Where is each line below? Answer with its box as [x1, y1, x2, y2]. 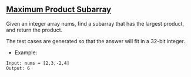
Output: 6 [6, 65, 31, 71]
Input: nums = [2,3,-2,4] [6, 60, 69, 66]
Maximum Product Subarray [6, 5, 112, 15]
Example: [14, 49, 38, 56]
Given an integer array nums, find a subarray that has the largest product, [6, 20, 185, 27]
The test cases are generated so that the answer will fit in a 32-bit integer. [6, 37, 185, 44]
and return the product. [6, 26, 63, 33]
